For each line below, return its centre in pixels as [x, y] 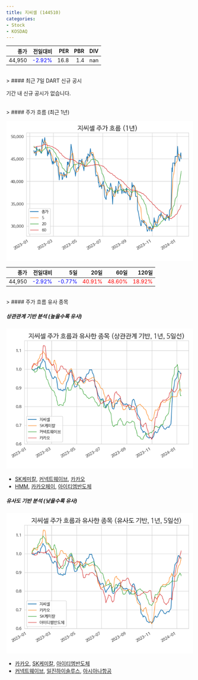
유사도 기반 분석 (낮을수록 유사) [42, 501]
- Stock [16, 25]
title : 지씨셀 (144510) [33, 12]
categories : [21, 19]
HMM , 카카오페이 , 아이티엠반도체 [53, 486]
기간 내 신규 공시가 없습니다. [39, 93]
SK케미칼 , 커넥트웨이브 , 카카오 [50, 479]
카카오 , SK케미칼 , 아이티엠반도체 [52, 663]
